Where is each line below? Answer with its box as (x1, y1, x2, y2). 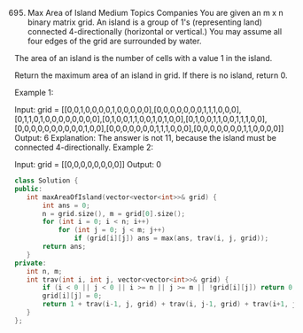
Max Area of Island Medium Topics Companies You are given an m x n (27, 8, 284, 18)
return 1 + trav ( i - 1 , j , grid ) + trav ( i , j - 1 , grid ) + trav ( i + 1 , (42, 300, 289, 309)
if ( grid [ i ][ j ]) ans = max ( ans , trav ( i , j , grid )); (74, 234, 269, 243)
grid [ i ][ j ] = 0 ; (42, 291, 103, 300)
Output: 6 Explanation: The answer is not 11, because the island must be (14, 133, 277, 143)
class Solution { (14, 176, 79, 185)
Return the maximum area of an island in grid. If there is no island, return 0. (14, 70, 288, 81)
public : (14, 184, 43, 193)
